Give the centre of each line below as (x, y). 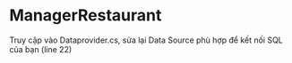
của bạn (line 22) (41, 49)
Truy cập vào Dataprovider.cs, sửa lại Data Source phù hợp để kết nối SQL (146, 40)
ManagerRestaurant (86, 16)
